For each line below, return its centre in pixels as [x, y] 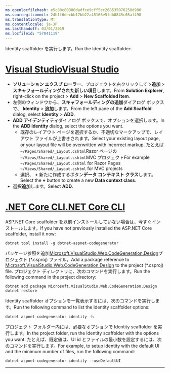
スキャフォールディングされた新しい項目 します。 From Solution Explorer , [88, 90]
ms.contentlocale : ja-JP [31, 24]
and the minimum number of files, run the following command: [70, 351]
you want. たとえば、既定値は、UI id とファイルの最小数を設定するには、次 [83, 339]
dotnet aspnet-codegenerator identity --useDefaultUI [63, 361]
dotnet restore [21, 291]
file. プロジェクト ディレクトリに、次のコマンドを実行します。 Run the [78, 271]
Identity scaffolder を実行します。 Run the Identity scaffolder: [68, 48]
